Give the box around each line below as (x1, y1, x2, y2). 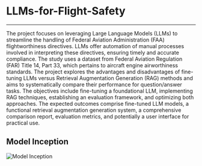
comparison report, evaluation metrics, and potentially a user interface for (6, 112, 189, 120)
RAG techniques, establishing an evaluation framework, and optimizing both (6, 93, 194, 100)
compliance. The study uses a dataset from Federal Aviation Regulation (6, 55, 183, 63)
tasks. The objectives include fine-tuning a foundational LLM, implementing (6, 87, 194, 94)
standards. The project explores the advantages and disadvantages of (6, 68, 180, 75)
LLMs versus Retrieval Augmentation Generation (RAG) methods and (23, 74, 194, 82)
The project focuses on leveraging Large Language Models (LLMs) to (6, 29, 178, 37)
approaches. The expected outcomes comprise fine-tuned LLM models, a (6, 100, 189, 107)
